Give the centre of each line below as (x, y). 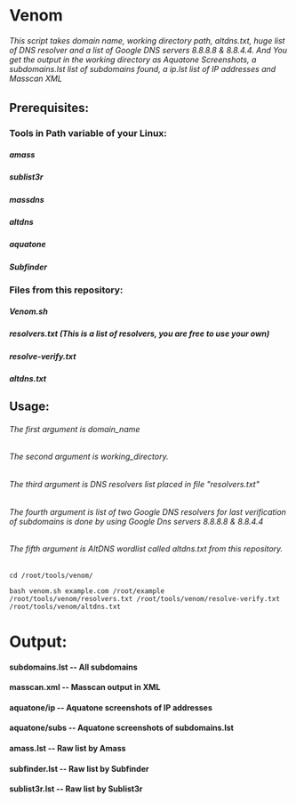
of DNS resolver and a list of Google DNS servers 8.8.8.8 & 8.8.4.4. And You (148, 50)
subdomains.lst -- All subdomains (73, 667)
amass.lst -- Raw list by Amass (68, 749)
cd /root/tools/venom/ (51, 575)
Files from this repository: (66, 290)
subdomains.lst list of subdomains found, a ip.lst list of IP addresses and (143, 68)
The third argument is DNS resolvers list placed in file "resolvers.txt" (134, 485)
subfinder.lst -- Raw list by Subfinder (79, 768)
